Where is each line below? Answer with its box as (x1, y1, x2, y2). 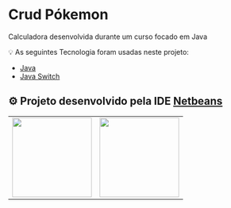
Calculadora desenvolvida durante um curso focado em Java (8, 32, 208, 41)
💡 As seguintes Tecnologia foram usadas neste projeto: (8, 47, 189, 56)
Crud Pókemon (8, 6, 109, 24)
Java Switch (19, 71, 60, 81)
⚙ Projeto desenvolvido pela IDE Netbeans (8, 94, 223, 108)
